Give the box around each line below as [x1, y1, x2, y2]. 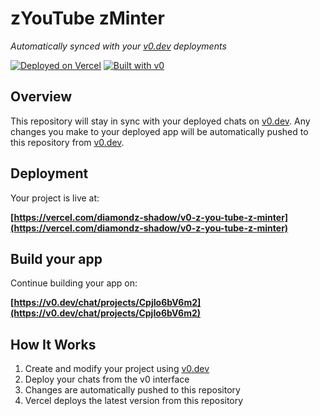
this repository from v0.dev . [10, 136, 125, 148]
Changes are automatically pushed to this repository [24, 384, 241, 396]
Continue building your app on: [10, 277, 138, 289]
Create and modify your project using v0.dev [24, 363, 210, 375]
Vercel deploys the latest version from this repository [24, 395, 244, 407]
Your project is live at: [10, 192, 100, 204]
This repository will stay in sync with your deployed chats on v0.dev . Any [10, 115, 311, 127]
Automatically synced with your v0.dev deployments [10, 40, 227, 52]
